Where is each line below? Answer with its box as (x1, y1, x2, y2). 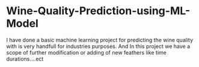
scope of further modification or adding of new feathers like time (6, 49, 167, 56)
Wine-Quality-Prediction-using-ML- (6, 4, 191, 18)
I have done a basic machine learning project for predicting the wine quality (6, 36, 194, 43)
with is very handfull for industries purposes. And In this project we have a (6, 43, 191, 50)
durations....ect (6, 55, 44, 62)
